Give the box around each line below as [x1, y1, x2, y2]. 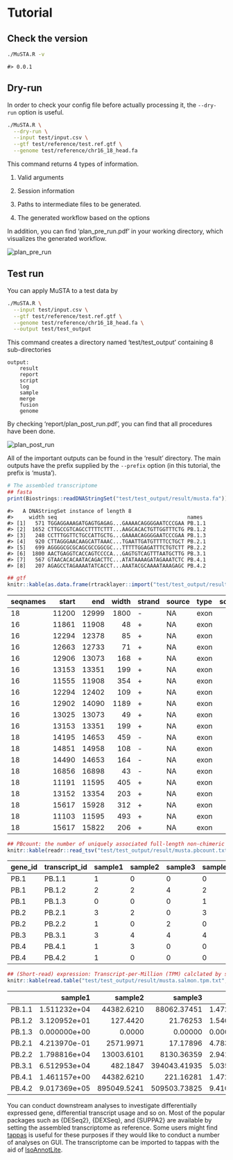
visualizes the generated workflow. [7, 235, 107, 243]
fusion [19, 401, 39, 409]
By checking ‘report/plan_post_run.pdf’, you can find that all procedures [7, 420, 213, 428]
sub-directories [7, 346, 52, 354]
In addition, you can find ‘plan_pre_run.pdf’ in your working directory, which [7, 227, 223, 235]
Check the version [7, 33, 88, 44]
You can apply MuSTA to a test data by [7, 286, 118, 294]
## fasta [7, 489, 33, 496]
